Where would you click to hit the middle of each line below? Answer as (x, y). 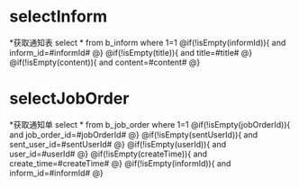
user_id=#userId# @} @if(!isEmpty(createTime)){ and (109, 154)
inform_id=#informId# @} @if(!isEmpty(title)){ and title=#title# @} (131, 52)
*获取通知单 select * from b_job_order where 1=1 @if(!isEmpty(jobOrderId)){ (150, 124)
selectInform (59, 17)
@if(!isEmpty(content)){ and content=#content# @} (105, 62)
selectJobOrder (69, 98)
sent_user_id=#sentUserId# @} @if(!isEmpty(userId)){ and (118, 144)
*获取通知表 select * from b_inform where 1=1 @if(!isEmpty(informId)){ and (148, 42)
